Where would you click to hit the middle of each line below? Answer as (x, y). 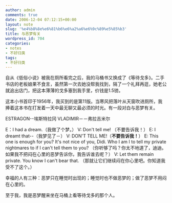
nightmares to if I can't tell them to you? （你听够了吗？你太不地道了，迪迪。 (86, 148)
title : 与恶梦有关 (23, 34)
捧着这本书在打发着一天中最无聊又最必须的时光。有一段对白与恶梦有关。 (81, 108)
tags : (11, 58)
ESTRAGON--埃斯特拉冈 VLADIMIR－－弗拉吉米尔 (58, 119)
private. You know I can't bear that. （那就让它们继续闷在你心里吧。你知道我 (85, 161)
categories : (18, 44)
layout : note (19, 24)
